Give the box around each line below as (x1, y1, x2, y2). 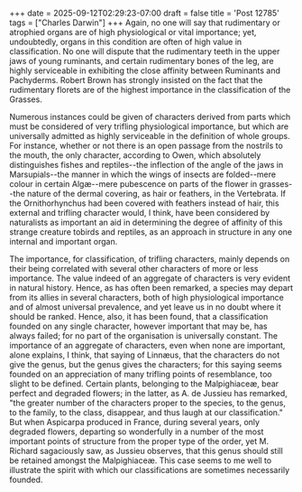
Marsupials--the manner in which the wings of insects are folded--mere (9, 169, 277, 180)
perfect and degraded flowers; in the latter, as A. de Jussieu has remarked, (9, 388, 288, 398)
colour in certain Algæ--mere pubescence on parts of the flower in (9, 179, 258, 189)
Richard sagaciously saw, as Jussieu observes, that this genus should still (9, 446, 284, 456)
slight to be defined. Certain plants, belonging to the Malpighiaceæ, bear (9, 378, 279, 389)
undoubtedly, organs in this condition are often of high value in (9, 36, 243, 47)
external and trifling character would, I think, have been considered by (9, 208, 270, 218)
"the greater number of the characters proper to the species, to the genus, (9, 397, 286, 408)
